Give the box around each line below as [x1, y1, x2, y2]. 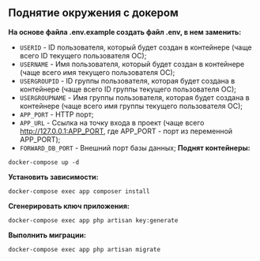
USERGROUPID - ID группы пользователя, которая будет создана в [19, 76, 236, 85]
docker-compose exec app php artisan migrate [8, 245, 160, 253]
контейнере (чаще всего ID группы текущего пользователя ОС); [19, 84, 237, 94]
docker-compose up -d [8, 158, 80, 166]
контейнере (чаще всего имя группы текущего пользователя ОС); [19, 101, 243, 110]
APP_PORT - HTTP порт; [19, 110, 94, 119]
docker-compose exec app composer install [8, 187, 150, 196]
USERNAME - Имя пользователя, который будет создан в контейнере [19, 59, 245, 69]
